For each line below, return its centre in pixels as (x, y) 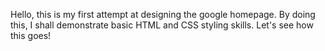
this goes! (31, 35)
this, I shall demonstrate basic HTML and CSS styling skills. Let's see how (162, 25)
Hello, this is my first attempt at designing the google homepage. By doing (163, 14)
